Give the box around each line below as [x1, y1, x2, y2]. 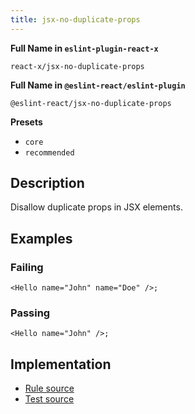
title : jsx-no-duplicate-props [10, 14, 141, 25]
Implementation [10, 356, 112, 373]
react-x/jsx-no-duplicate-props [10, 61, 145, 71]
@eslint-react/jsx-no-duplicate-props [10, 98, 172, 108]
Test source [24, 393, 75, 405]
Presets [10, 116, 43, 128]
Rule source [24, 382, 75, 395]
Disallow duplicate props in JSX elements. [10, 201, 183, 213]
